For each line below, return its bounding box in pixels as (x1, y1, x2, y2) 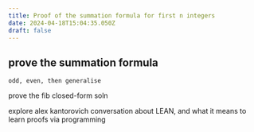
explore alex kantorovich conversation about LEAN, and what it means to (8, 107, 247, 116)
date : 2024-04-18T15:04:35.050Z (8, 19, 115, 27)
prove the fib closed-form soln (8, 91, 109, 100)
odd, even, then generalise (8, 77, 102, 85)
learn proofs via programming (8, 115, 106, 124)
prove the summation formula (8, 56, 159, 69)
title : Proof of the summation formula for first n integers (8, 11, 216, 20)
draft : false (8, 26, 52, 34)
